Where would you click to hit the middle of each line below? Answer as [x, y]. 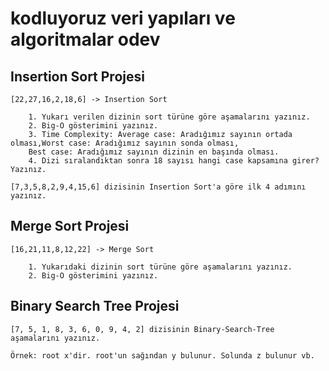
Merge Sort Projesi [70, 226]
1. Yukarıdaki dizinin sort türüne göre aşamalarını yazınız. [160, 267]
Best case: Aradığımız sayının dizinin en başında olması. [154, 152]
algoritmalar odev [85, 39]
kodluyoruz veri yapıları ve [123, 18]
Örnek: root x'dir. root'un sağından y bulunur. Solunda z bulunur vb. [162, 355]
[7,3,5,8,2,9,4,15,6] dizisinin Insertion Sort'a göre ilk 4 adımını [158, 187]
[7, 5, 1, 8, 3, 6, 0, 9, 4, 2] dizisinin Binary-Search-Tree [142, 329]
